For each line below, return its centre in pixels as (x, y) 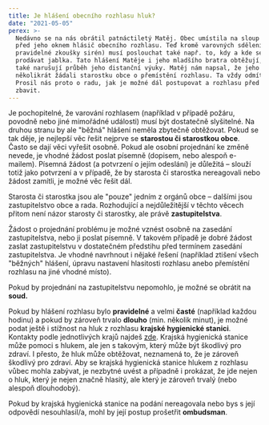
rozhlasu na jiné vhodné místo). (60, 272)
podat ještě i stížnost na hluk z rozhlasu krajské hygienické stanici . (120, 329)
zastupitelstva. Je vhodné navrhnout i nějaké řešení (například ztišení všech (133, 255)
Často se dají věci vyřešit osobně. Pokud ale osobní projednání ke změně (129, 147)
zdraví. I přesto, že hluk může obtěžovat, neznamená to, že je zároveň (123, 354)
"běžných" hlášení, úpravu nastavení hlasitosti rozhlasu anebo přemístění (129, 263)
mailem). (23, 164)
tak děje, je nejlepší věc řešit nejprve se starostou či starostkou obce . (124, 139)
